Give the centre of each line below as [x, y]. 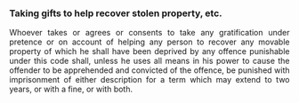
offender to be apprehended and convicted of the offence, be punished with [149, 70]
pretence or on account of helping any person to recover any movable [149, 42]
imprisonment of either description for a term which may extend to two [149, 80]
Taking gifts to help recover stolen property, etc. [116, 13]
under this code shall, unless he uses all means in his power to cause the [149, 61]
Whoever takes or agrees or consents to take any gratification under [149, 33]
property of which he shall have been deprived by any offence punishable [149, 51]
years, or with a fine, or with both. [71, 89]
